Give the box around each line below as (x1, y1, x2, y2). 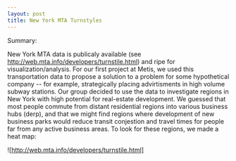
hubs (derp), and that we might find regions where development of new (7, 110, 215, 118)
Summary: (7, 36, 37, 44)
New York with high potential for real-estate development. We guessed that (7, 94, 226, 103)
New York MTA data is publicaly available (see (7, 50, 142, 58)
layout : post (7, 10, 46, 18)
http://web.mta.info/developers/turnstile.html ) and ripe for (7, 57, 175, 65)
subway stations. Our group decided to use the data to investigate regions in (7, 87, 229, 96)
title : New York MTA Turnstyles (7, 17, 102, 24)
